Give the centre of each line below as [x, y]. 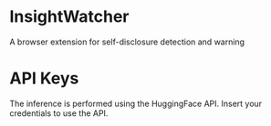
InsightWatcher [69, 17]
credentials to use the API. [59, 113]
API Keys [44, 78]
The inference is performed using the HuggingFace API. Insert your [136, 103]
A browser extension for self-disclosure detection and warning [127, 42]
